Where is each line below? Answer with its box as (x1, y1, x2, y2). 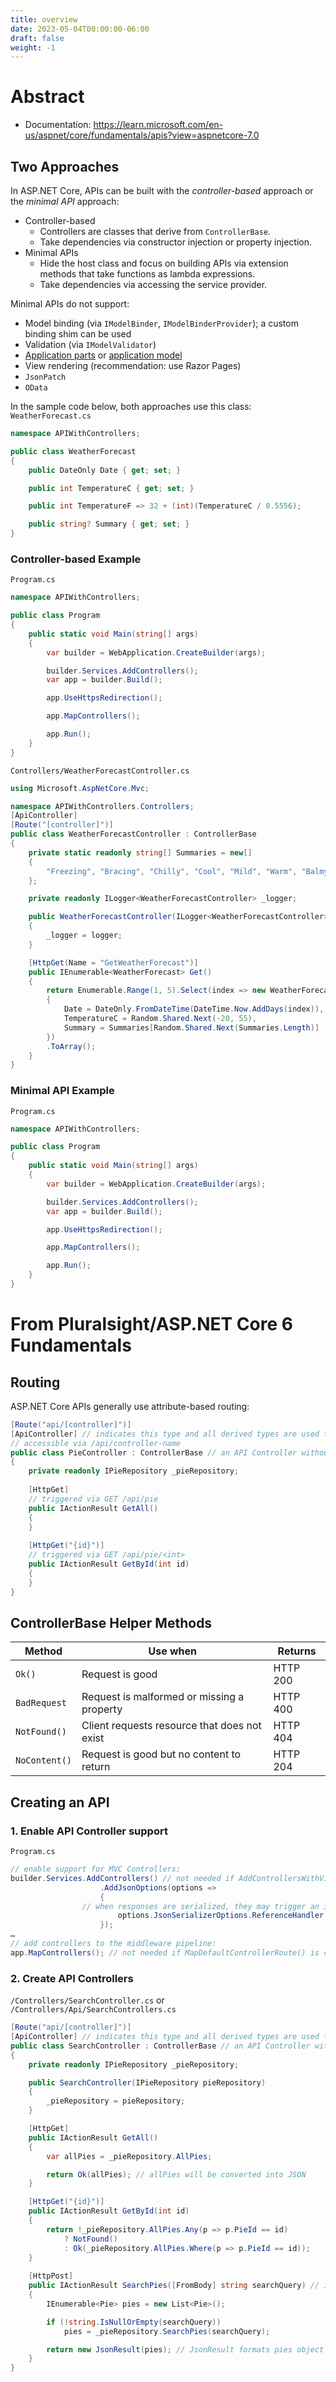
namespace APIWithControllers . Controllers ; (10, 801, 195, 811)
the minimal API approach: (10, 196, 120, 207)
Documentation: (24, 119, 92, 131)
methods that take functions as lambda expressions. (39, 268, 256, 280)
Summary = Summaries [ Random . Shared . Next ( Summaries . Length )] (63, 1022, 320, 1033)
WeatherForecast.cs (10, 411, 92, 421)
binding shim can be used (24, 328, 132, 340)
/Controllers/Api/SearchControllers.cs (10, 2005, 177, 2015)
